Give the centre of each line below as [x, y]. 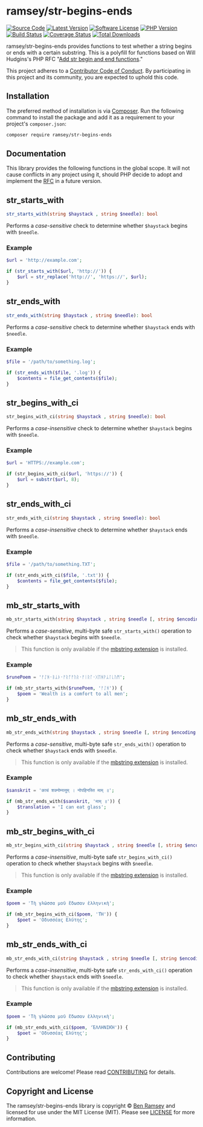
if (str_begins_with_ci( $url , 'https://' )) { [64, 474]
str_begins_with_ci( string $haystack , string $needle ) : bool [86, 417]
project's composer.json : [36, 124]
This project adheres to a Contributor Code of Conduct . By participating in [98, 70]
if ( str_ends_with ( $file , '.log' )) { [54, 373]
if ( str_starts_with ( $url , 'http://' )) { [59, 271]
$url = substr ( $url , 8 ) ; [48, 480]
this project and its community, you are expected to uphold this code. [92, 77]
